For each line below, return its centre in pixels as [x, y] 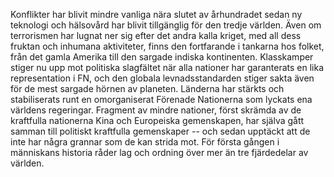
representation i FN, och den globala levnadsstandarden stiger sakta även [162, 78]
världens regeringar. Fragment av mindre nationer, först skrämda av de [156, 110]
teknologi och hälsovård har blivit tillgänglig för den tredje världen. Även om [166, 25]
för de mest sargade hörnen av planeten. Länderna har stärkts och [147, 88]
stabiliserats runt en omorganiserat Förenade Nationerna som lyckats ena [161, 99]
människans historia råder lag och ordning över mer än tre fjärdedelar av [159, 152]
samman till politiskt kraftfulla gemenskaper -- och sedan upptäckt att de [160, 131]
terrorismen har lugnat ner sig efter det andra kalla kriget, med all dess [156, 35]
